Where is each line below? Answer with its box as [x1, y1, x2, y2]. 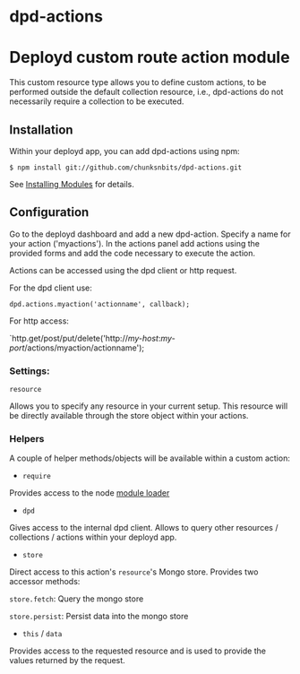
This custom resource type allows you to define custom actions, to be [9, 77, 267, 88]
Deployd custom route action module [9, 48, 290, 68]
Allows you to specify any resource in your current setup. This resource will [9, 401, 288, 411]
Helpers [9, 432, 45, 445]
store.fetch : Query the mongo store [9, 593, 144, 604]
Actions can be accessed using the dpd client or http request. [9, 264, 237, 275]
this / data [21, 628, 63, 639]
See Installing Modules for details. [9, 178, 134, 189]
